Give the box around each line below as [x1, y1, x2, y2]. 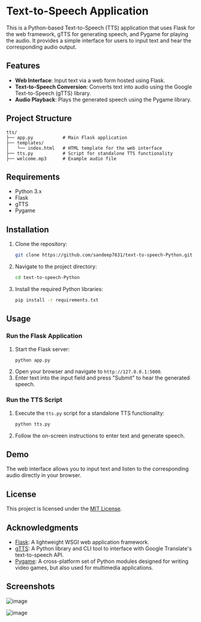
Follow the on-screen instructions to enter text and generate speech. [14, 432, 185, 439]
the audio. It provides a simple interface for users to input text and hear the [6, 37, 192, 44]
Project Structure [6, 113, 72, 124]
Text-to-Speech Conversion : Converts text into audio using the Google [14, 83, 192, 90]
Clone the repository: [14, 241, 68, 248]
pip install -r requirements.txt [14, 297, 99, 303]
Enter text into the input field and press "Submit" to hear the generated [14, 374, 190, 381]
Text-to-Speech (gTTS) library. [14, 89, 91, 97]
